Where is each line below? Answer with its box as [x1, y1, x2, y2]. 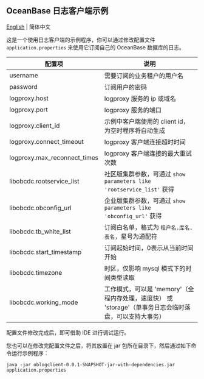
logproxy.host [9, 94, 49, 102]
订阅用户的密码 [104, 83, 148, 91]
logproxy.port [9, 105, 48, 114]
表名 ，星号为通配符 [104, 232, 158, 241]
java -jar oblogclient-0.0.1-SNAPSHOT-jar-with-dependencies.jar [6, 361, 175, 367]
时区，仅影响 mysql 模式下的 [104, 264, 186, 272]
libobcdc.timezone [9, 268, 63, 277]
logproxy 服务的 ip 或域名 [104, 94, 176, 102]
